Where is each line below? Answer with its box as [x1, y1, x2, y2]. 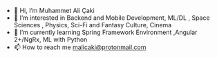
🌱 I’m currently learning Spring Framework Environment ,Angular [13, 28, 198, 36]
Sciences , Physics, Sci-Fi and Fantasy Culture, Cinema [13, 21, 172, 29]
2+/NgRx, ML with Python [13, 35, 88, 44]
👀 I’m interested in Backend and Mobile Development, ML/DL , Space [13, 14, 210, 22]
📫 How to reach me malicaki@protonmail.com [13, 43, 147, 51]
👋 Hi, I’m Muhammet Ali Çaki [13, 7, 95, 14]
